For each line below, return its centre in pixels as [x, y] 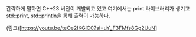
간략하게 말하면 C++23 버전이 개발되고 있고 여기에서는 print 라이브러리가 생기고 [98, 8]
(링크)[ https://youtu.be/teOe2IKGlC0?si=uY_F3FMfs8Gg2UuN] [82, 28]
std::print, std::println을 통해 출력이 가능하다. [58, 16]
